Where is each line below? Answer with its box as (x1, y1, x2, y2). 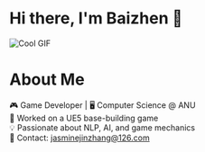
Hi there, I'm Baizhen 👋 (9, 8, 183, 29)
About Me (9, 69, 85, 90)
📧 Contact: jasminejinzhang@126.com (9, 132, 151, 143)
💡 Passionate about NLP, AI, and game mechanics (9, 121, 196, 133)
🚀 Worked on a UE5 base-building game (9, 112, 159, 123)
